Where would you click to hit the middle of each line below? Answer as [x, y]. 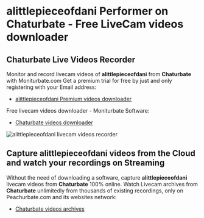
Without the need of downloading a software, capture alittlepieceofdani [97, 177]
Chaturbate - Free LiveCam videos [95, 24]
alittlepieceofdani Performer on [87, 11]
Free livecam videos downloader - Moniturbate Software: [78, 111]
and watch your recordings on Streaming [86, 163]
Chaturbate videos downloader [54, 122]
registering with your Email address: [51, 87]
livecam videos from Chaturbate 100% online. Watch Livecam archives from [102, 184]
